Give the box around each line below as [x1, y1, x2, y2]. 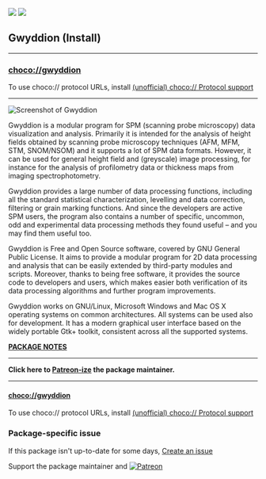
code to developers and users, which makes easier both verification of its [8, 278, 248, 287]
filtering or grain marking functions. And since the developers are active [8, 203, 243, 213]
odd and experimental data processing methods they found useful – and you [8, 220, 257, 230]
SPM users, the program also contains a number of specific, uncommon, [8, 212, 245, 221]
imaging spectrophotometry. [8, 171, 101, 181]
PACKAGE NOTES [8, 342, 67, 352]
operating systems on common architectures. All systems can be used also [8, 310, 253, 320]
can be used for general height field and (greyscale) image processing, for [8, 155, 251, 164]
